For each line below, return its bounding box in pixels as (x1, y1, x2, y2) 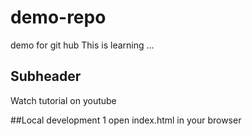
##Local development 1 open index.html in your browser (10, 114, 242, 126)
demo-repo (10, 6, 107, 29)
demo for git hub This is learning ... (10, 39, 155, 51)
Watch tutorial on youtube (10, 94, 117, 106)
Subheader (10, 68, 82, 85)
